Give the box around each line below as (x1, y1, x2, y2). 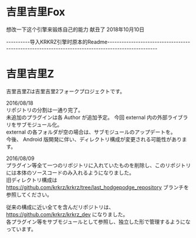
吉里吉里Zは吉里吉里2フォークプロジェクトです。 (6, 87, 125, 94)
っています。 (6, 225, 36, 232)
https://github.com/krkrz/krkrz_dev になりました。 (6, 210, 129, 217)
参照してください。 (6, 191, 53, 198)
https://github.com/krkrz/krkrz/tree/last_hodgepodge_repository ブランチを (6, 183, 190, 191)
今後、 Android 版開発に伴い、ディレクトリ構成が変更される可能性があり (6, 135, 182, 142)
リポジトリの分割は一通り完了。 (6, 106, 83, 113)
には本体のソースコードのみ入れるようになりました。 (6, 169, 135, 176)
